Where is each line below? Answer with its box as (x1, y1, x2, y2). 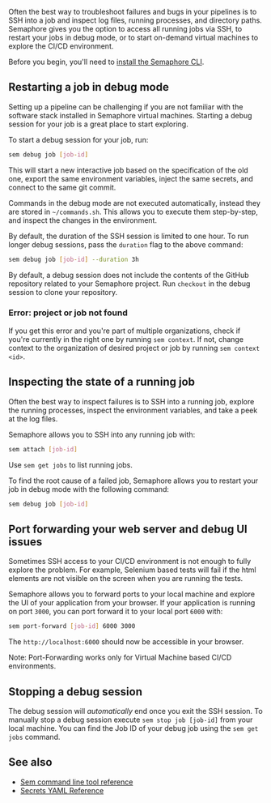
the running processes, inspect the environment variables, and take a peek (8, 405, 258, 415)
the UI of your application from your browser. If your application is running (8, 598, 256, 608)
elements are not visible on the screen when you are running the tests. (8, 574, 243, 583)
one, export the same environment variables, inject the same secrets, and (8, 173, 253, 183)
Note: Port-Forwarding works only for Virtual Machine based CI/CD (8, 652, 232, 663)
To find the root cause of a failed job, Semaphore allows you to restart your (8, 476, 259, 485)
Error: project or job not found (8, 307, 128, 318)
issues (8, 535, 43, 549)
